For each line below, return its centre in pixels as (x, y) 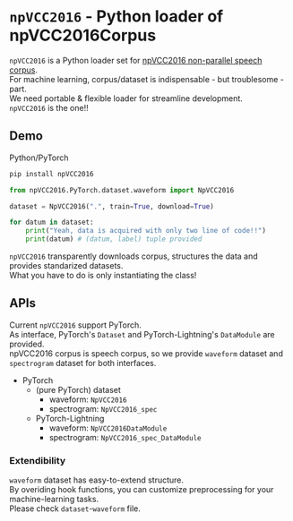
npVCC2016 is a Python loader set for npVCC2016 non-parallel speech (136, 60)
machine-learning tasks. (54, 500)
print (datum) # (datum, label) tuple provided (114, 239)
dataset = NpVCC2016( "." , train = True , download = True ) (112, 206)
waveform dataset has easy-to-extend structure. (97, 480)
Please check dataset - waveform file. (75, 508)
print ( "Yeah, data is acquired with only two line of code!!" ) (146, 231)
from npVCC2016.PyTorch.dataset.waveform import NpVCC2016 (122, 190)
